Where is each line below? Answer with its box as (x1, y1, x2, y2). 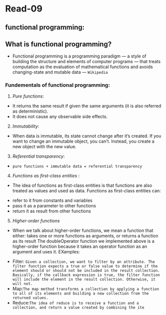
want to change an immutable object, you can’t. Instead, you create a (12, 138, 155, 144)
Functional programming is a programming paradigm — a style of (12, 53, 147, 59)
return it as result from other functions (12, 208, 91, 214)
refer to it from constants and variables (12, 197, 93, 203)
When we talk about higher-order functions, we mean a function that (12, 227, 154, 233)
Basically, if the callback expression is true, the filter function (12, 272, 161, 277)
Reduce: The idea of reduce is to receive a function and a (12, 299, 139, 305)
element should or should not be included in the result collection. (12, 268, 161, 273)
